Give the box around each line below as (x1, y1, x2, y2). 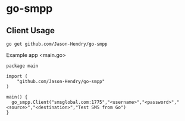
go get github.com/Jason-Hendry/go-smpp (6, 41, 108, 47)
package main (6, 63, 39, 69)
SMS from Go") (91, 104, 127, 110)
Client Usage (6, 26, 55, 36)
